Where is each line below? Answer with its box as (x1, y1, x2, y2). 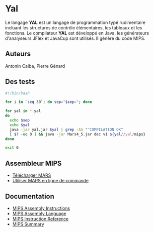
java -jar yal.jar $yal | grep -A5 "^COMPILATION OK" (9, 127, 123, 132)
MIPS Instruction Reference (12, 216, 69, 222)
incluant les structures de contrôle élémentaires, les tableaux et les (5, 24, 143, 30)
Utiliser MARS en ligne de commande (12, 178, 89, 184)
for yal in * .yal (5, 109, 41, 114)
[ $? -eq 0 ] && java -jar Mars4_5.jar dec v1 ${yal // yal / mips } (9, 131, 146, 137)
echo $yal (9, 122, 30, 127)
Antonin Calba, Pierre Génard (5, 63, 66, 69)
